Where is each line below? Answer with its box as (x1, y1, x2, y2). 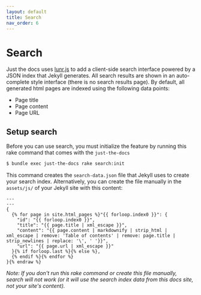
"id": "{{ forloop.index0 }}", (17, 217, 95, 223)
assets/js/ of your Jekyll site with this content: (6, 184, 123, 191)
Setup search (6, 127, 58, 137)
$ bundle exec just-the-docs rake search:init (6, 160, 125, 167)
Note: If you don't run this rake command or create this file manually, (6, 270, 177, 276)
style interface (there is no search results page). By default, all (31, 79, 185, 86)
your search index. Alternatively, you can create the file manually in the (6, 178, 182, 185)
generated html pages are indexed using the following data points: (6, 85, 170, 92)
